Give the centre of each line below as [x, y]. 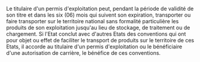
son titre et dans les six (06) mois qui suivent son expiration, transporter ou [99, 15]
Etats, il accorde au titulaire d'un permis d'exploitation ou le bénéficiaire [94, 46]
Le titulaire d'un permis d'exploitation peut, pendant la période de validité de [100, 9]
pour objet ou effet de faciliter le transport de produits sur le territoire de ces [100, 40]
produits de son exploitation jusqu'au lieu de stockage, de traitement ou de [98, 27]
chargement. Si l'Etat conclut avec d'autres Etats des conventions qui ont [96, 34]
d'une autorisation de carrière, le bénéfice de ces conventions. [84, 53]
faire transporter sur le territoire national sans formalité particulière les [93, 21]
